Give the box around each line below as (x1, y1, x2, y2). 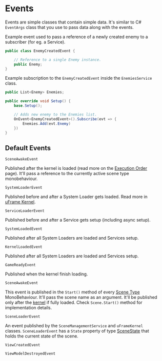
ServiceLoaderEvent (5, 208, 45, 213)
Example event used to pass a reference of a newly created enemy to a (5, 34, 148, 40)
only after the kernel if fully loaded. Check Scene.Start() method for (5, 299, 142, 306)
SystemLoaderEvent (5, 185, 42, 190)
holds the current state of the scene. (5, 333, 79, 339)
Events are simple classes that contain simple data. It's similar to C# (5, 19, 142, 25)
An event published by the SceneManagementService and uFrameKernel (5, 323, 143, 329)
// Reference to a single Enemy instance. (14, 57, 101, 62)
